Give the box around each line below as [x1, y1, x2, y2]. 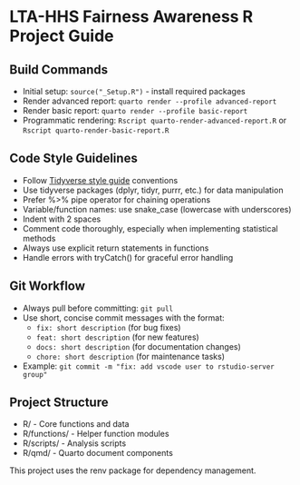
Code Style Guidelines [9, 151, 138, 166]
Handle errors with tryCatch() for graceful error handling [22, 252, 234, 262]
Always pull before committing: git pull [22, 302, 174, 313]
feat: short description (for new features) [35, 332, 199, 342]
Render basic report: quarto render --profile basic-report [22, 105, 248, 115]
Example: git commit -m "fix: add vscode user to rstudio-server [22, 361, 275, 371]
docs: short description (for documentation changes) [35, 341, 242, 351]
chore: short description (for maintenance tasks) [35, 351, 225, 361]
